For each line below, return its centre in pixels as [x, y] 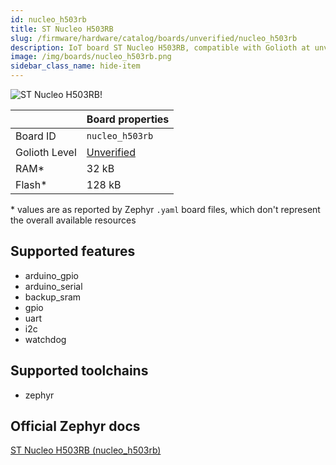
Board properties [128, 119]
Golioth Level [46, 152]
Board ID [36, 136]
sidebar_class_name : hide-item [75, 66]
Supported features [73, 251]
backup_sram [53, 297]
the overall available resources [73, 220]
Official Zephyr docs [75, 426]
